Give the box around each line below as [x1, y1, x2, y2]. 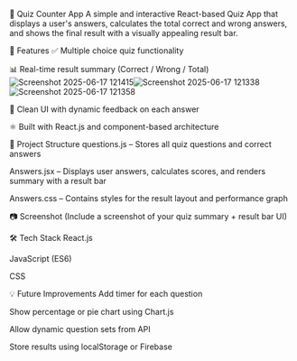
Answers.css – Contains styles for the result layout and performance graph [9, 193, 289, 203]
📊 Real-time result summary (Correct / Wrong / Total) [9, 64, 209, 74]
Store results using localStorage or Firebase [9, 341, 173, 352]
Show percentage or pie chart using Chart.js [9, 307, 174, 317]
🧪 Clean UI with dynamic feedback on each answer [9, 104, 200, 115]
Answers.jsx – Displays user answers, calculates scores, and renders [9, 166, 266, 176]
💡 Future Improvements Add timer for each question [9, 289, 203, 299]
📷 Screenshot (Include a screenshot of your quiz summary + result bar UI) [9, 211, 287, 221]
